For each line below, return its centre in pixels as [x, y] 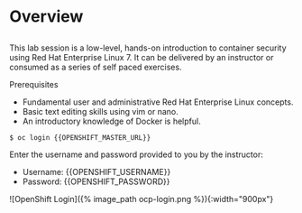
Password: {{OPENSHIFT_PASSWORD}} [96, 181]
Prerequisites [34, 84]
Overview [46, 17]
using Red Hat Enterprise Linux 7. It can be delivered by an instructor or [142, 57]
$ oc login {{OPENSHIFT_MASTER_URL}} [80, 137]
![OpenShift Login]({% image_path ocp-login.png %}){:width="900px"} [142, 199]
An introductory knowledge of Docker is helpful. [111, 121]
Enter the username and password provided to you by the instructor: [137, 154]
